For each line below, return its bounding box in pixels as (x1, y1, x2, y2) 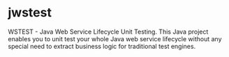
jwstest (8, 5, 52, 21)
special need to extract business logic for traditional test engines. (8, 42, 196, 50)
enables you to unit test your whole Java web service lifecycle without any (8, 34, 222, 43)
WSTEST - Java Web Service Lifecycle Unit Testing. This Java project (8, 27, 209, 36)
